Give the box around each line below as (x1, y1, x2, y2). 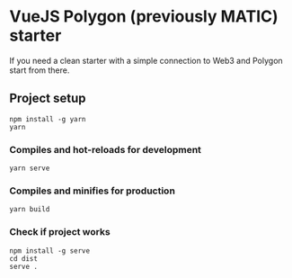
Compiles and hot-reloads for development (9, 143, 202, 156)
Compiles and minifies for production (9, 184, 175, 197)
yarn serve (9, 164, 50, 173)
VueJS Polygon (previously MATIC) (9, 6, 279, 27)
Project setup (9, 91, 87, 106)
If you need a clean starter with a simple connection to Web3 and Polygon (9, 55, 283, 66)
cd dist (9, 254, 39, 263)
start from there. (9, 65, 70, 76)
